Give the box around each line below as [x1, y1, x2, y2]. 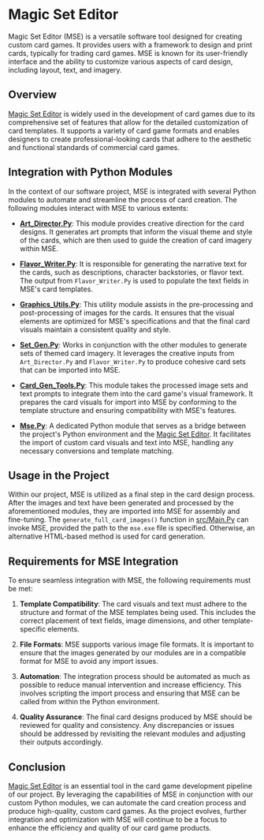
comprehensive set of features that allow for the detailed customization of [8, 117, 248, 127]
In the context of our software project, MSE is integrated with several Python [8, 186, 257, 196]
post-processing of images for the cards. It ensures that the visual [19, 308, 235, 317]
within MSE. [19, 243, 59, 253]
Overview [8, 88, 58, 102]
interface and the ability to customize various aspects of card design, [8, 57, 233, 66]
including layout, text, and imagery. [8, 65, 122, 74]
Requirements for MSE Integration [8, 554, 179, 568]
